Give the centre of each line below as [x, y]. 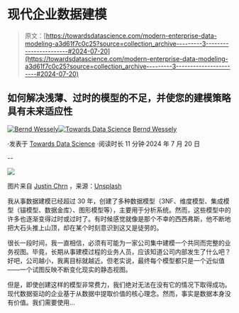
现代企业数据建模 [57, 15]
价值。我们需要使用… [44, 302]
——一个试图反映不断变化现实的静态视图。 [70, 269]
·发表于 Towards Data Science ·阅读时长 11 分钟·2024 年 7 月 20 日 [104, 144]
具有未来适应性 [40, 111]
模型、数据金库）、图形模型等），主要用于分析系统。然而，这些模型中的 [128, 210]
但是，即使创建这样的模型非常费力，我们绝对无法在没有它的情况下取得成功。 [119, 285]
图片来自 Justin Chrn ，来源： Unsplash [65, 186]
